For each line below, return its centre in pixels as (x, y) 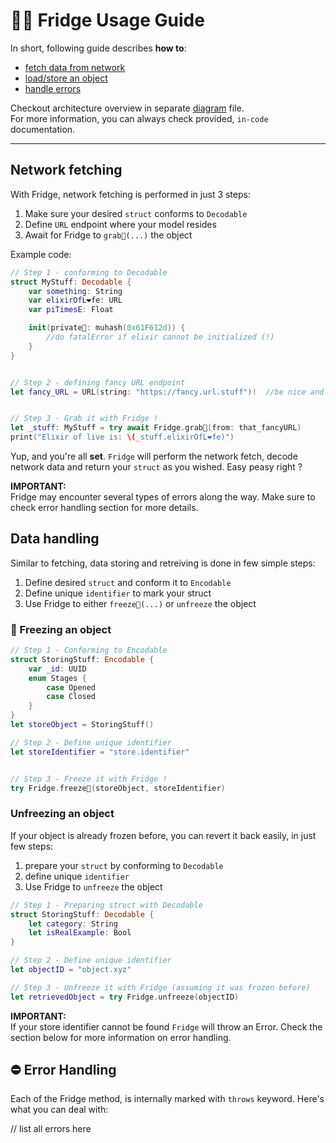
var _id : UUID (57, 669)
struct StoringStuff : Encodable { (82, 659)
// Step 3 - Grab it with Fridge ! (84, 419)
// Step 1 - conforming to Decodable (89, 272)
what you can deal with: (59, 1110)
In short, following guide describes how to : (98, 48)
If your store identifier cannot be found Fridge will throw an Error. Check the (166, 1026)
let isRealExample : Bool (80, 933)
